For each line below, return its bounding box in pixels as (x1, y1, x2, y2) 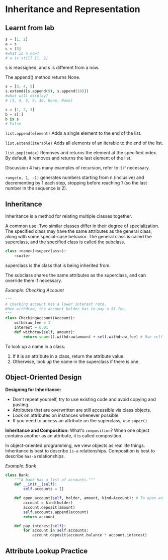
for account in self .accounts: (23, 528, 89, 533)
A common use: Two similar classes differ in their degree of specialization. (5, 223, 159, 229)
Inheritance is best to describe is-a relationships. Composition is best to (5, 447, 155, 453)
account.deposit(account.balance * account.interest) (32, 533, 147, 538)
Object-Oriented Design (5, 373, 82, 382)
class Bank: (5, 473, 30, 478)
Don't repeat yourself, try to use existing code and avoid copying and (12, 396, 156, 402)
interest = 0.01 (14, 325, 49, 330)
